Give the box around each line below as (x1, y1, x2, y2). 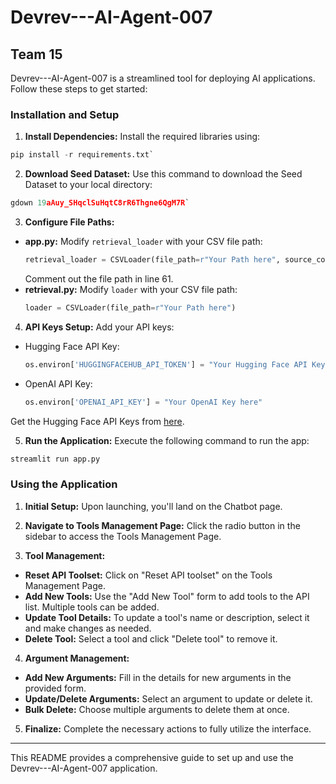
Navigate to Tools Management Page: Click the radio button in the (24, 519, 301, 531)
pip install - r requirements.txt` (10, 150, 155, 160)
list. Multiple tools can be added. (24, 601, 160, 613)
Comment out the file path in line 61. (24, 272, 174, 285)
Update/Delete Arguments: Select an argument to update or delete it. (24, 692, 313, 705)
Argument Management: (24, 652, 130, 664)
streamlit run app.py (10, 454, 101, 464)
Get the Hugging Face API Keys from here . (10, 415, 185, 427)
